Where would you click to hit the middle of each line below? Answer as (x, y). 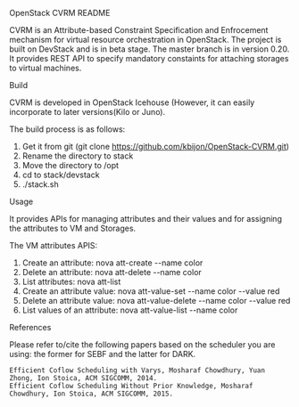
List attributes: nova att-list (71, 281)
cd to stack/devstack (61, 175)
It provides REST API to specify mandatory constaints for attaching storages (149, 58)
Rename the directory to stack (78, 156)
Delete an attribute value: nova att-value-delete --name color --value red (156, 301)
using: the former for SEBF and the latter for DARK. (103, 354)
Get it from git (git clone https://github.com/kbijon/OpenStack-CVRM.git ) (156, 147)
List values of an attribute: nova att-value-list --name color (130, 310)
